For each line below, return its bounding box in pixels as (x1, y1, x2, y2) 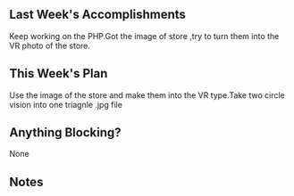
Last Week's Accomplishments (9, 7, 186, 22)
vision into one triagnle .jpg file (9, 99, 123, 110)
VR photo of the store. (9, 40, 91, 51)
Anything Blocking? (9, 125, 122, 141)
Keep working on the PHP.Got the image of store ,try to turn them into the (9, 30, 280, 41)
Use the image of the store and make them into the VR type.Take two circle (9, 89, 286, 101)
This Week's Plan (9, 66, 108, 81)
